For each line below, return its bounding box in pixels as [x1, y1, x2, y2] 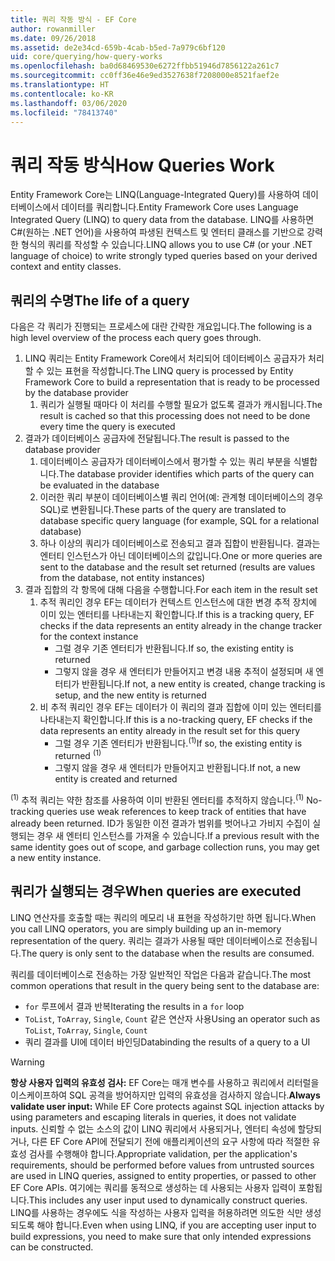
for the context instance [39, 631, 139, 643]
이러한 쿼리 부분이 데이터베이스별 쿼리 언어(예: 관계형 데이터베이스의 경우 [39, 491, 324, 503]
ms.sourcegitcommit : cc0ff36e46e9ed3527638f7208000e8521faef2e [10, 71, 280, 81]
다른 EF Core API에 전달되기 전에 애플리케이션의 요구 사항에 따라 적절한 [31, 1135, 310, 1147]
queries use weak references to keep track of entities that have [46, 806, 307, 818]
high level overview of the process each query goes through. [10, 332, 262, 344]
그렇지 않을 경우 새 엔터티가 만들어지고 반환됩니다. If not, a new [54, 762, 301, 774]
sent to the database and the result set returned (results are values [39, 561, 316, 573]
